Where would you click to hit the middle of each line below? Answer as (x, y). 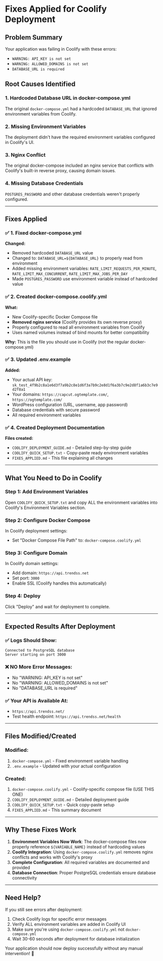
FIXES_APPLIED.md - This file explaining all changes (62, 458)
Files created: (19, 438)
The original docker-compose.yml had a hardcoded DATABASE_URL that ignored (81, 109)
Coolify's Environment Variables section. (46, 508)
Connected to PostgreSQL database (40, 650)
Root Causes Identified (40, 84)
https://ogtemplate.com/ (37, 400)
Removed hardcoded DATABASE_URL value (53, 253)
